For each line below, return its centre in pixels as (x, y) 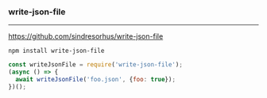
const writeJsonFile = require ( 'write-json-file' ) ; (95, 65)
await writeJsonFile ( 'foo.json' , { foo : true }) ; (96, 80)
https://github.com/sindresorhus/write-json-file (86, 36)
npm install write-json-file (56, 51)
